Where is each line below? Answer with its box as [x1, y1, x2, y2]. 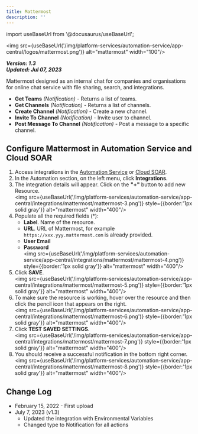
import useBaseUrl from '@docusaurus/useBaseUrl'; [6, 30, 134, 37]
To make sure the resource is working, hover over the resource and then [14, 294, 191, 302]
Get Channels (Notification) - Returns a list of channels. [14, 101, 151, 108]
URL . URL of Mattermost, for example [23, 225, 115, 232]
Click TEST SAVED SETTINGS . [14, 326, 90, 333]
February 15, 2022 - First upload [14, 403, 93, 410]
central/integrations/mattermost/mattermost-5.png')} [14, 281, 144, 289]
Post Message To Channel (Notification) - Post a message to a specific [14, 120, 189, 127]
